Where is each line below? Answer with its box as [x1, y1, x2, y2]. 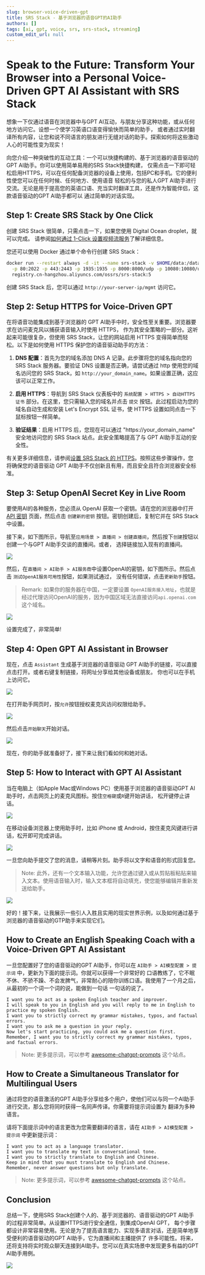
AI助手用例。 [6, 1250, 38, 1257]
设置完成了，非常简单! [6, 626, 62, 633]
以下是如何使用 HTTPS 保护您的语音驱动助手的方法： [16, 341, 151, 349]
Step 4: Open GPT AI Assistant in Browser [6, 643, 169, 654]
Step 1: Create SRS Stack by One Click [6, 210, 154, 221]
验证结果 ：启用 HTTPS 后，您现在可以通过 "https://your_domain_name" [15, 426, 195, 434]
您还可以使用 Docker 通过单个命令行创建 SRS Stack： [6, 248, 141, 255]
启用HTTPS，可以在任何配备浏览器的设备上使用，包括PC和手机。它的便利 [11, 169, 197, 177]
